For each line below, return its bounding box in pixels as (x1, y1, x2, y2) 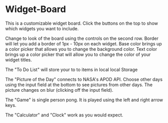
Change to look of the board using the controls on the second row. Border (5, 35, 159, 41)
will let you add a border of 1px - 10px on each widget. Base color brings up (5, 40, 162, 46)
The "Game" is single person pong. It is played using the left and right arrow (5, 97, 163, 103)
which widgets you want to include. (5, 25, 79, 31)
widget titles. (5, 56, 32, 63)
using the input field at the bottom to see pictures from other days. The (5, 82, 153, 88)
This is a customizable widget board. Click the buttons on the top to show (5, 20, 158, 26)
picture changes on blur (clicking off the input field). (5, 87, 114, 93)
